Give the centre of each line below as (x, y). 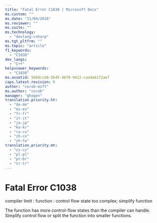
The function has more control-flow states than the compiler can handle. (78, 210)
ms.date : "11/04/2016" (28, 19)
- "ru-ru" (19, 132)
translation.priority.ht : (31, 100)
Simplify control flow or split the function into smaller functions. (69, 216)
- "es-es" (19, 109)
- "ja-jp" (19, 123)
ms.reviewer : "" (21, 23)
